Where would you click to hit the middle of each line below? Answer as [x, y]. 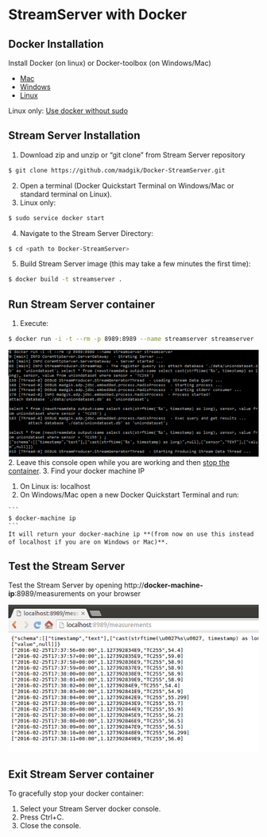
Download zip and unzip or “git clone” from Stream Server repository [132, 155]
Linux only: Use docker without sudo [68, 110]
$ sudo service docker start [56, 218]
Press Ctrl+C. [42, 817]
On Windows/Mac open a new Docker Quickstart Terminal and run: [130, 494]
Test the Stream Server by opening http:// [76, 585]
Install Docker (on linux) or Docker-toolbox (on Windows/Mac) [110, 63]
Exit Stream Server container [81, 774]
